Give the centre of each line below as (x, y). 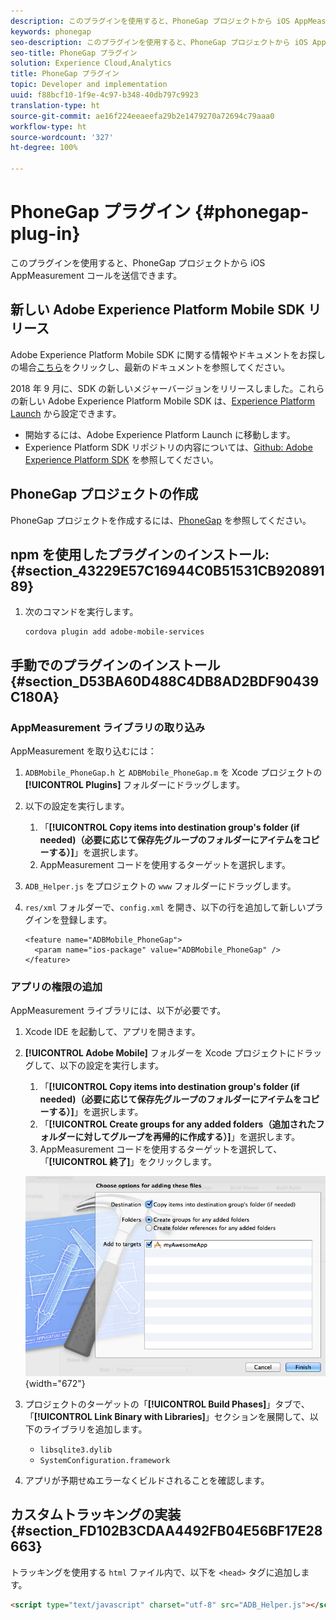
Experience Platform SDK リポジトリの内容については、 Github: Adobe (168, 447)
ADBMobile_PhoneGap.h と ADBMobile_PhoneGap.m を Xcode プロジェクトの (173, 772)
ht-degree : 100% (44, 148)
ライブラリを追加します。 (95, 1429)
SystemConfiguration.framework (105, 1461)
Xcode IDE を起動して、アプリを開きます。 (112, 1032)
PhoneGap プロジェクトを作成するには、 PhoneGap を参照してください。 (161, 520)
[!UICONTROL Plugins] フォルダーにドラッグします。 (134, 785)
